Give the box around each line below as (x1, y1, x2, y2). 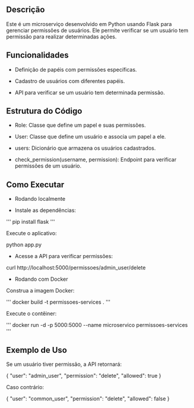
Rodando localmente (14, 195, 66, 203)
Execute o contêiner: (6, 310, 57, 317)
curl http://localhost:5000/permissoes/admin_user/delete (6, 264, 146, 271)
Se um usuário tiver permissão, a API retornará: (6, 361, 122, 368)
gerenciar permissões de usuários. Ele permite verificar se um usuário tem (6, 27, 189, 34)
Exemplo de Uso (6, 345, 67, 355)
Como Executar (6, 179, 65, 189)
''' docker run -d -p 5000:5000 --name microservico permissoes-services (6, 322, 188, 329)
